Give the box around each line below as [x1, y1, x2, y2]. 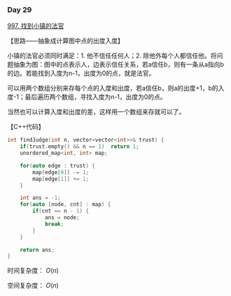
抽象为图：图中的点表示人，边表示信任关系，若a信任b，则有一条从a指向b [13, 60, 224, 69]
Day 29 [7, 5, 32, 15]
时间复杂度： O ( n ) [7, 267, 59, 275]
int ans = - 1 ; [20, 194, 61, 201]
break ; [44, 220, 64, 227]
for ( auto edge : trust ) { [20, 162, 96, 169]
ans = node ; [44, 214, 80, 222]
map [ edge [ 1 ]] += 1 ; [32, 175, 90, 182]
